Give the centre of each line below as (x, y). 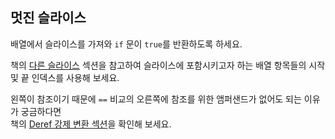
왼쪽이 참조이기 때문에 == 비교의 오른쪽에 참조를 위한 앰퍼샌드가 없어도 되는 (156, 99)
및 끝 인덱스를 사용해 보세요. (65, 77)
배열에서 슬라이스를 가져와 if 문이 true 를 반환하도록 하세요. (126, 44)
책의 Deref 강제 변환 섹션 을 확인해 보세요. (91, 124)
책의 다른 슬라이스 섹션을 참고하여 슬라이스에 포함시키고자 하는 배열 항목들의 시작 (168, 65)
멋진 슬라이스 (48, 18)
